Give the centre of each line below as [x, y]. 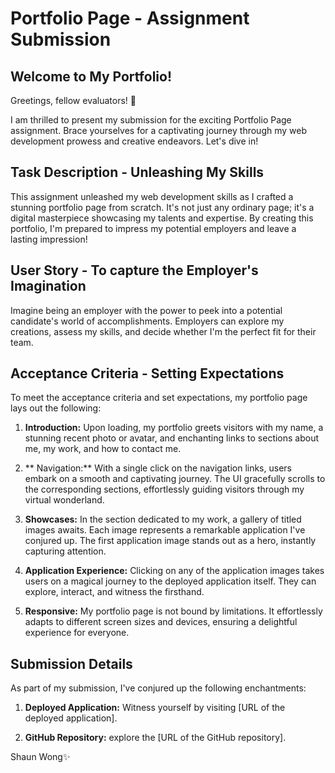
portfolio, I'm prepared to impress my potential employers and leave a [153, 228]
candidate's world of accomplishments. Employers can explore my [147, 321]
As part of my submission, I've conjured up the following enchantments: [158, 688]
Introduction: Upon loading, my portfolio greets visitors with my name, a [174, 428]
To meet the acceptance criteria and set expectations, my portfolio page [159, 398]
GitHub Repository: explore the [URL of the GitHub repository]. [155, 738]
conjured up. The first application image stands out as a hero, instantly [170, 541]
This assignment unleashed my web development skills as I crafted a [152, 196]
